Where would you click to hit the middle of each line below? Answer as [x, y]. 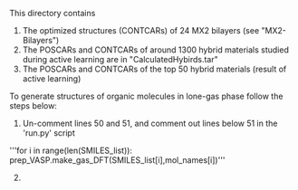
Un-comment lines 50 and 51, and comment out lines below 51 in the [150, 123]
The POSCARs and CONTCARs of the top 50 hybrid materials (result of [154, 69]
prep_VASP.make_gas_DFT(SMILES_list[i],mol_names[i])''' [117, 160]
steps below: [33, 106]
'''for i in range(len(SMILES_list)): [71, 150]
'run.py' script [48, 133]
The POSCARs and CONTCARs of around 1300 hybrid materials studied [156, 50]
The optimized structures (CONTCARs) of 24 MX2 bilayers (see [141, 30]
